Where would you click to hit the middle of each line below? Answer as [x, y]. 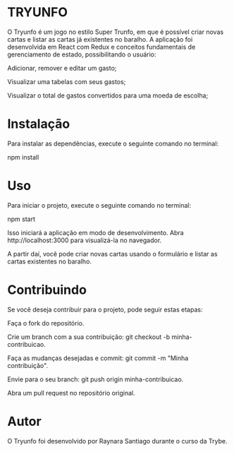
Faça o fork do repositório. [46, 323]
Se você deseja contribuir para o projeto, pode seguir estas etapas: [105, 309]
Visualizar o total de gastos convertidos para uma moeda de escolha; [108, 95]
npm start [21, 219]
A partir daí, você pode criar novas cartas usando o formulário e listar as [112, 254]
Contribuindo [47, 290]
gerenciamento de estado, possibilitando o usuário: [82, 54]
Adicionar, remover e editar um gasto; [62, 68]
